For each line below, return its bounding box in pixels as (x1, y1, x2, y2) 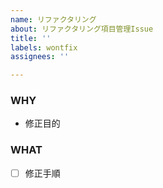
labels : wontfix (10, 42, 78, 53)
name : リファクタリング (10, 14, 97, 25)
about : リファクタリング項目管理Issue (10, 24, 154, 34)
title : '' (10, 33, 52, 43)
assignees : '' (10, 52, 70, 62)
